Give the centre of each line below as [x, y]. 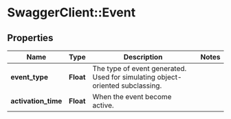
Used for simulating [124, 77]
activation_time [36, 101]
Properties [30, 38]
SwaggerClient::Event [71, 13]
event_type [29, 77]
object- [169, 77]
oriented [106, 85]
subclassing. [142, 85]
